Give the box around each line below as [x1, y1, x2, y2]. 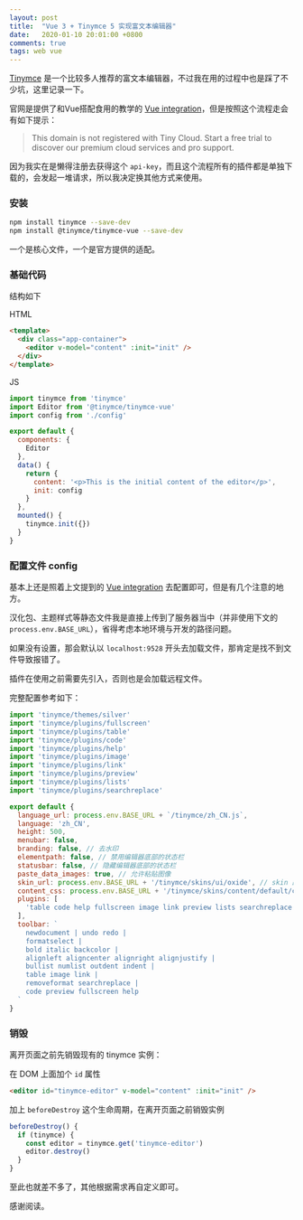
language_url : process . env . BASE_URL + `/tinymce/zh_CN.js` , [17, 811, 248, 820]
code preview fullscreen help [25, 987, 140, 997]
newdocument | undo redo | [25, 928, 127, 937]
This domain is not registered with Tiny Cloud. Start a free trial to [31, 133, 272, 144]
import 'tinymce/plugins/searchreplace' [9, 785, 164, 795]
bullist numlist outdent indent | [25, 962, 155, 971]
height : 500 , [17, 828, 67, 837]
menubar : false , [17, 836, 78, 845]
